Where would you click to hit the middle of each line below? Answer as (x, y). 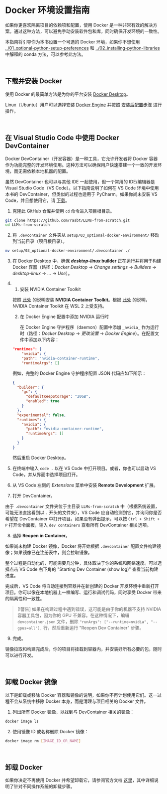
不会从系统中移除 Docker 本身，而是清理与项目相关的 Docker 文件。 (79, 701)
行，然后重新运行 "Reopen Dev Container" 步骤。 (93, 628)
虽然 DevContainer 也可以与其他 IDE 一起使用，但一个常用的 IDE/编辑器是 (80, 181)
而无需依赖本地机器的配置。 (42, 171)
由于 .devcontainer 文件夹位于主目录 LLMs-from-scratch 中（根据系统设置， (83, 506)
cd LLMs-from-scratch (28, 225)
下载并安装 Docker (34, 81)
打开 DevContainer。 (34, 495)
